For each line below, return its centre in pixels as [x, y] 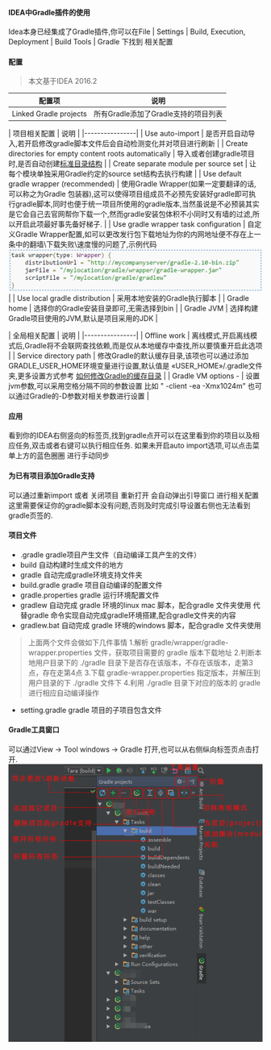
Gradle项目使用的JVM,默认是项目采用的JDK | [83, 319]
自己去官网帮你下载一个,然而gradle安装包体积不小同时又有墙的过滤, [141, 214]
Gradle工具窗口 [34, 730]
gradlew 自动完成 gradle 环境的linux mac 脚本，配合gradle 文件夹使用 [135, 605]
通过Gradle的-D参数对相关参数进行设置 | [82, 396]
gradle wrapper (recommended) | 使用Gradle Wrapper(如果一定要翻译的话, [132, 183]
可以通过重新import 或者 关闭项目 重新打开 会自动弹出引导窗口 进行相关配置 [134, 495]
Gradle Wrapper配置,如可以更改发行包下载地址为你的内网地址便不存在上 [134, 234]
